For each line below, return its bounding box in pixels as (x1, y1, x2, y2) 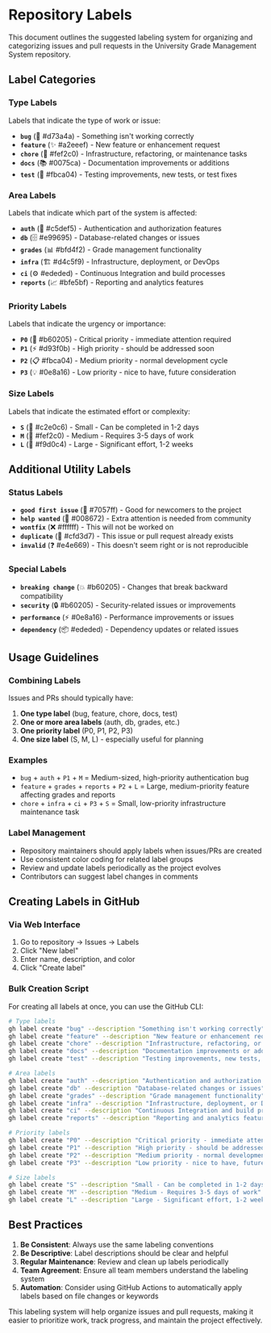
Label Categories (8, 73, 96, 86)
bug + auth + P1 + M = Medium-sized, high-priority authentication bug (19, 773, 249, 783)
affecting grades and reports (19, 790, 115, 800)
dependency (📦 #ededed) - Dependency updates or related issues (19, 624, 240, 634)
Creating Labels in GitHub (8, 895, 140, 909)
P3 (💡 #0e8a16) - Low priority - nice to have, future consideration (19, 367, 236, 377)
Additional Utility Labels (8, 462, 131, 476)
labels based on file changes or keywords (19, 1291, 159, 1301)
